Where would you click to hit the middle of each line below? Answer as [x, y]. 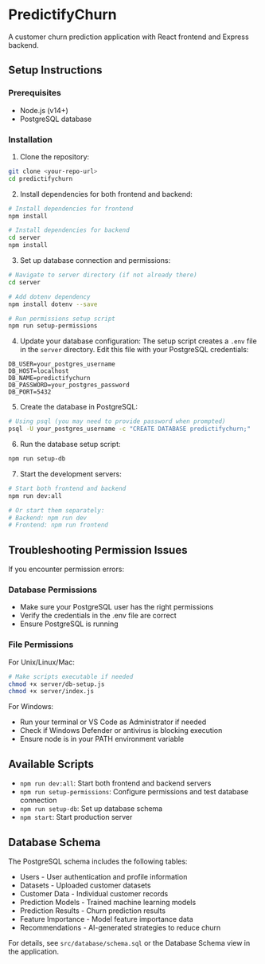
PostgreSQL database [56, 119]
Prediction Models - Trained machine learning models [108, 902]
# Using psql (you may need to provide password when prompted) [117, 421]
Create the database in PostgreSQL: [78, 407]
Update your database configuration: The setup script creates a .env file [138, 341]
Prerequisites [35, 93]
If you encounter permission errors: [66, 569]
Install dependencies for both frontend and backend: [106, 194]
